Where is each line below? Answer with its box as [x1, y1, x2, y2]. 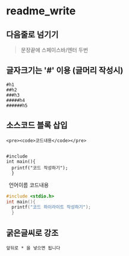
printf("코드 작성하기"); [11, 165, 68, 171]
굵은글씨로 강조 [6, 228, 59, 238]
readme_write [6, 4, 76, 18]
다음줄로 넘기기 [6, 29, 59, 39]
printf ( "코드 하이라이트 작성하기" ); [11, 204, 91, 210]
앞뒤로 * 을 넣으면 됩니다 [6, 245, 61, 251]
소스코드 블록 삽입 [6, 121, 68, 131]
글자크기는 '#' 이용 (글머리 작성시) [6, 66, 124, 76]
